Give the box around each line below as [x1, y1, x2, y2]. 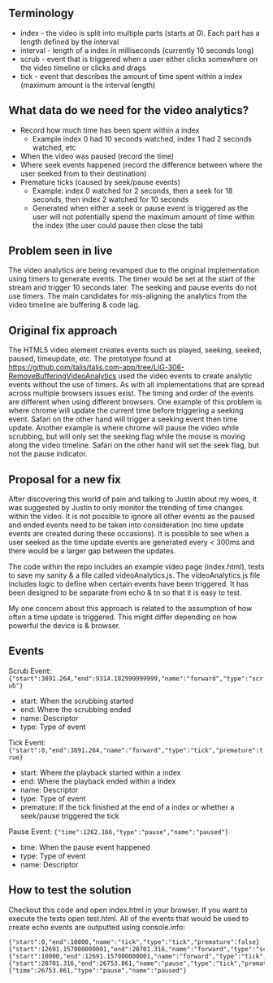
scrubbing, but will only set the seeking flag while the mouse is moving [8, 431, 245, 442]
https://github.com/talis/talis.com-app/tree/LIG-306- [8, 362, 185, 373]
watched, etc [32, 142, 76, 152]
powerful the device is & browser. [8, 621, 120, 631]
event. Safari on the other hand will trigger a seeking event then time [8, 414, 238, 424]
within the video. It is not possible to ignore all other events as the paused [8, 512, 255, 522]
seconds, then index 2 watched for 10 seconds [32, 194, 189, 204]
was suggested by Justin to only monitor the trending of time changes [8, 503, 244, 513]
